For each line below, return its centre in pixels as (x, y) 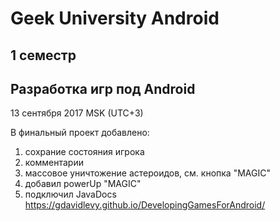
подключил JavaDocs (70, 194)
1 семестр (43, 55)
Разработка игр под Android (103, 88)
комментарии (54, 163)
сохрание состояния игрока (84, 152)
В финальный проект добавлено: (80, 133)
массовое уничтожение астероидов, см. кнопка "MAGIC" (147, 173)
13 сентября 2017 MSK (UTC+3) (77, 113)
